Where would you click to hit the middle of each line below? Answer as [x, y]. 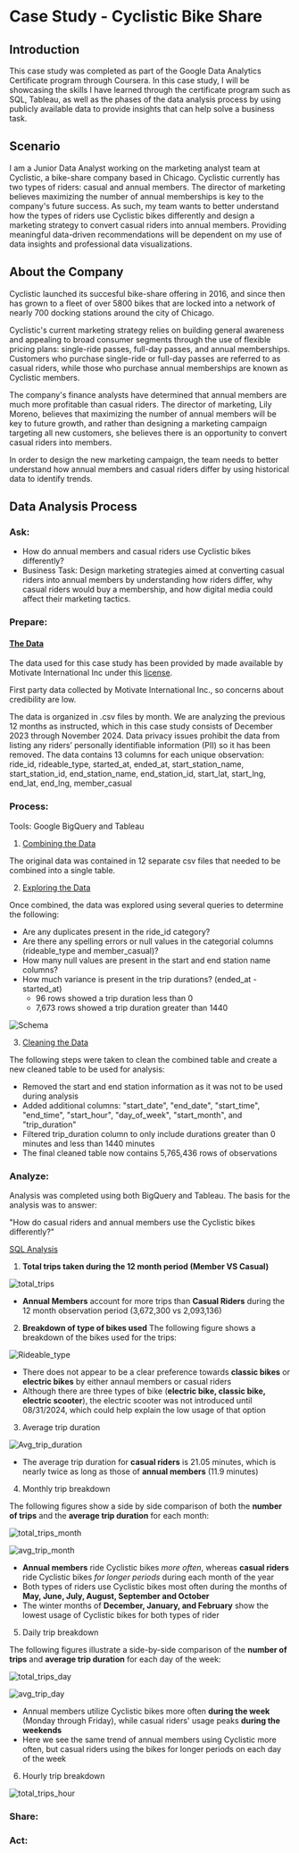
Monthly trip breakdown [66, 1489]
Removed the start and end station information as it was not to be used [153, 1086]
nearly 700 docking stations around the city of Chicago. [112, 312]
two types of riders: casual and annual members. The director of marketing [147, 187]
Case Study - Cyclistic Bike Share [136, 17]
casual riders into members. [61, 442]
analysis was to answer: [54, 1205]
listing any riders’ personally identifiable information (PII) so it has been [140, 745]
